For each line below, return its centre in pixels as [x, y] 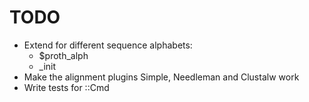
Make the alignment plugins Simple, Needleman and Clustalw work [161, 77]
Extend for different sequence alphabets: [108, 45]
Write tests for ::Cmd [66, 87]
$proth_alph [63, 55]
